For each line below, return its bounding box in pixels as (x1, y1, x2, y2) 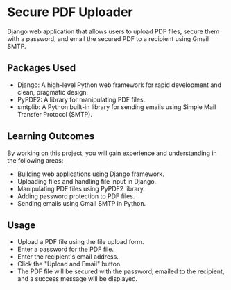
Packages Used (7, 62, 76, 74)
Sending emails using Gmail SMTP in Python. (17, 199, 146, 207)
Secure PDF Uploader (7, 4, 133, 20)
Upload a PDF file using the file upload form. (17, 238, 144, 246)
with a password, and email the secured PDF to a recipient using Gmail (7, 34, 209, 42)
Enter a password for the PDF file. (17, 245, 114, 254)
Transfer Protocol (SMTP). (17, 110, 92, 118)
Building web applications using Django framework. (17, 170, 165, 178)
